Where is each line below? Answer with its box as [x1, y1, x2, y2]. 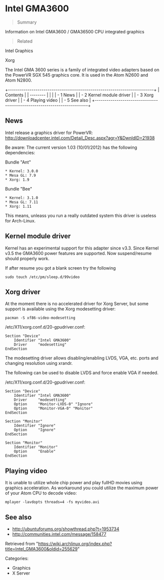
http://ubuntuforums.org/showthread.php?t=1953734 [12, 526, 119, 532]
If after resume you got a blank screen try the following [5, 265, 116, 271]
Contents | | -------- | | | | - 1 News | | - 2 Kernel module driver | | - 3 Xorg [5, 92, 154, 98]
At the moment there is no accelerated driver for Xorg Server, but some [5, 301, 149, 307]
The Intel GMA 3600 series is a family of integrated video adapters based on [5, 67, 160, 73]
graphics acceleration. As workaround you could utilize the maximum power [5, 485, 159, 491]
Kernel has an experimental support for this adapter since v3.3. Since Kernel [5, 245, 159, 251]
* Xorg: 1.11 [5, 204, 32, 209]
